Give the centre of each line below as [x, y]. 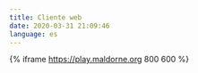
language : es [34, 34]
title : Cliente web [46, 17]
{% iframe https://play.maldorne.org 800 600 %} [99, 60]
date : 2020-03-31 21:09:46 [60, 26]
